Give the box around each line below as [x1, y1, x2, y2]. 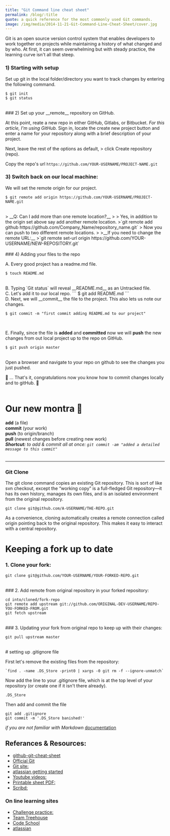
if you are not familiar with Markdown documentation [5, 724, 116, 731]
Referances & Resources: [5, 739, 87, 748]
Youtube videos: [12, 774, 47, 780]
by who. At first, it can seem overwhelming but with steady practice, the [5, 46, 155, 52]
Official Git [12, 758, 35, 764]
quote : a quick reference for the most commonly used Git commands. [5, 17, 153, 22]
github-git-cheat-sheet [12, 752, 61, 758]
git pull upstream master [5, 634, 60, 639]
